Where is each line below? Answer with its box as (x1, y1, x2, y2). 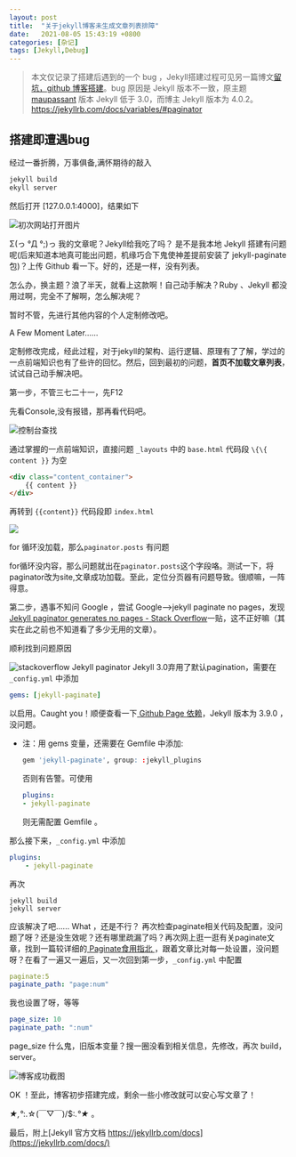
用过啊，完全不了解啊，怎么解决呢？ (9, 290, 142, 301)
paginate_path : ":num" (9, 1023, 93, 1032)
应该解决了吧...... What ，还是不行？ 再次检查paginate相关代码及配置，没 (9, 920, 276, 931)
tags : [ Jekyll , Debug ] (9, 46, 90, 55)
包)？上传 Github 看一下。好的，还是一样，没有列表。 (9, 260, 204, 271)
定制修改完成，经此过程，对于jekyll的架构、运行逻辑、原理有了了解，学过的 (9, 345, 285, 356)
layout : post (9, 12, 58, 22)
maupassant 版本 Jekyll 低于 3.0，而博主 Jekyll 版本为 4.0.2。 (30, 94, 259, 105)
